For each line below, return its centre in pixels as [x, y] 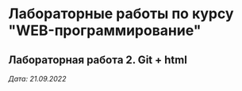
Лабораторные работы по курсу [121, 14]
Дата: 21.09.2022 [37, 79]
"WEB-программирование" [105, 30]
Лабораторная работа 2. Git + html [98, 60]
